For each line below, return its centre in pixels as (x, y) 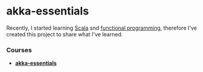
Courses (19, 50)
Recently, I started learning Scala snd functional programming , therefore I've (101, 28)
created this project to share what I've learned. (65, 34)
